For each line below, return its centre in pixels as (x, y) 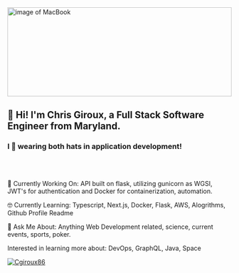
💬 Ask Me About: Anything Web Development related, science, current (110, 227)
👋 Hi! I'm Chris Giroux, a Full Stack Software (106, 115)
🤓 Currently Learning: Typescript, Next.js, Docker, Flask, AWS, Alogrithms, (116, 205)
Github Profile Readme (40, 212)
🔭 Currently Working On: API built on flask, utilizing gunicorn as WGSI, (110, 183)
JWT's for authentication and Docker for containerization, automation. (110, 191)
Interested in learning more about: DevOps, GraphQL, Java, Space (104, 248)
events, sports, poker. (39, 234)
